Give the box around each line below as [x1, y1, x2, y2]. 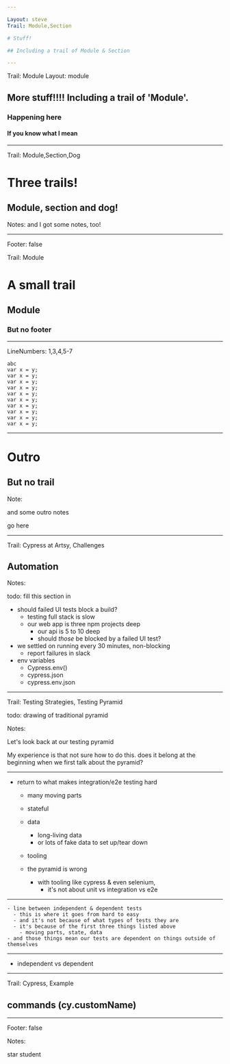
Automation [7, 561, 59, 573]
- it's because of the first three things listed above [13, 923, 176, 930]
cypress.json [27, 671, 64, 679]
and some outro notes [7, 508, 70, 516]
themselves [7, 941, 38, 948]
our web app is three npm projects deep [27, 620, 141, 628]
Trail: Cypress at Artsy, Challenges [7, 541, 105, 549]
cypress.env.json [27, 678, 75, 686]
